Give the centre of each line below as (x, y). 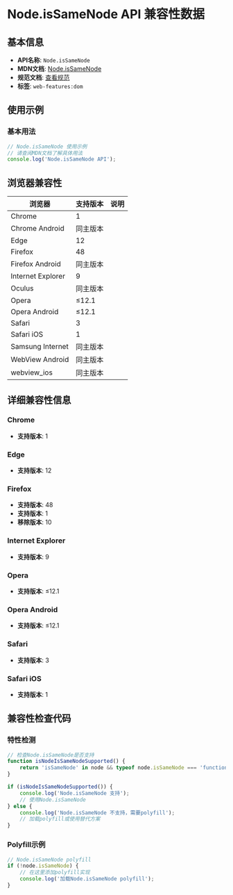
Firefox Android (36, 264)
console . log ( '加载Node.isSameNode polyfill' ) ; (87, 879)
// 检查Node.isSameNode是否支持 (51, 755)
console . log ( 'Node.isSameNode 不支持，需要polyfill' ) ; (97, 813)
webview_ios (32, 372)
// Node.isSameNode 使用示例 (47, 147)
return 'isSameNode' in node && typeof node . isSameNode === (108, 768)
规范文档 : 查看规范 (43, 77)
